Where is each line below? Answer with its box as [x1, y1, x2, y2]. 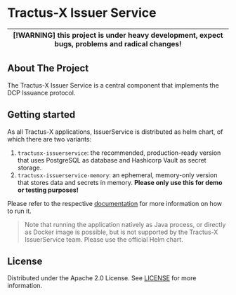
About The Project [7, 62, 89, 74]
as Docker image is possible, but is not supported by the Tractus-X [24, 228, 218, 236]
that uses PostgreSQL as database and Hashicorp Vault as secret [17, 156, 206, 164]
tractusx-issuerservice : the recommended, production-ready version [17, 149, 221, 157]
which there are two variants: [7, 135, 92, 143]
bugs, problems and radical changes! [54, 39, 182, 48]
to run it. [7, 207, 32, 215]
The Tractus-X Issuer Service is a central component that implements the [7, 81, 220, 89]
